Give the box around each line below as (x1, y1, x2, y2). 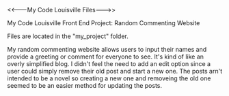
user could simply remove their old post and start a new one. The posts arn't (7, 67, 223, 75)
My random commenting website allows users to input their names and (7, 46, 207, 53)
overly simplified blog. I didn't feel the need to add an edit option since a (7, 60, 211, 67)
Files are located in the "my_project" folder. (7, 32, 129, 40)
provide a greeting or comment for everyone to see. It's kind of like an (7, 52, 204, 61)
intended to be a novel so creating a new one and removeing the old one (7, 74, 211, 82)
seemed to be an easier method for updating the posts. (7, 82, 163, 89)
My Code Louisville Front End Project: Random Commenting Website (7, 19, 200, 27)
